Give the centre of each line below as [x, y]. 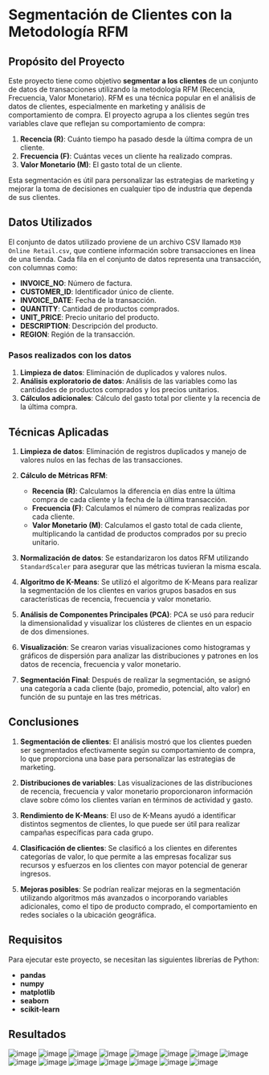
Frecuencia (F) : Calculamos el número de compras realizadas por [141, 508]
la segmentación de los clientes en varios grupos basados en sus [128, 590]
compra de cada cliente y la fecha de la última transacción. [129, 499]
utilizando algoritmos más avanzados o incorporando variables [124, 897]
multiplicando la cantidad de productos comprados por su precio [139, 533]
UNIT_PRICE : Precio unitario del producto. [90, 317]
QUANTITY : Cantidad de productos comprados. [100, 309]
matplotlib [37, 992]
